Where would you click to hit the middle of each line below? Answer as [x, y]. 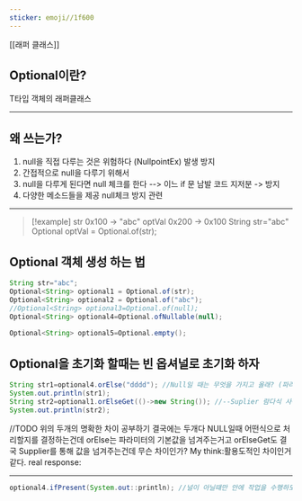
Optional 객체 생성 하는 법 [77, 262]
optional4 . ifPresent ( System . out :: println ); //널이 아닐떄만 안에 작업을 [138, 488]
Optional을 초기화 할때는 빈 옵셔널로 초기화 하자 [134, 364]
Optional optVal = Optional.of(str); [94, 231]
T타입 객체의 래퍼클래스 [50, 99]
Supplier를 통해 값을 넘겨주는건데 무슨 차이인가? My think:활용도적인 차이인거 [155, 451]
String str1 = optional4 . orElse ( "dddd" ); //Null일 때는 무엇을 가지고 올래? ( [146, 385]
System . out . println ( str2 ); [60, 410]
